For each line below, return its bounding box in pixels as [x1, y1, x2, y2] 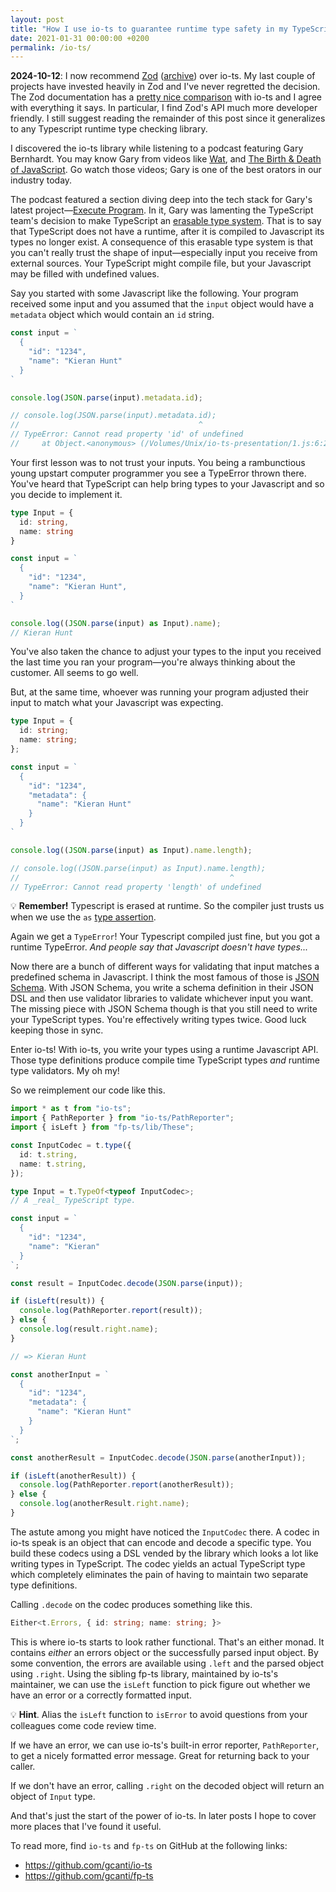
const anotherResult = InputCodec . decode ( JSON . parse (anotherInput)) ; [10, 1452, 307, 1463]
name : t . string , [19, 1159, 87, 1169]
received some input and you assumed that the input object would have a [10, 298, 315, 310]
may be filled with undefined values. [10, 268, 160, 280]
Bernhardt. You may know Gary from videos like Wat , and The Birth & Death [10, 153, 322, 165]
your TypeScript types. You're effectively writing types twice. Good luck [10, 1014, 307, 1026]
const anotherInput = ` [10, 1369, 110, 1380]
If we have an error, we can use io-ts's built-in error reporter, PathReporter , [10, 1739, 320, 1751]
